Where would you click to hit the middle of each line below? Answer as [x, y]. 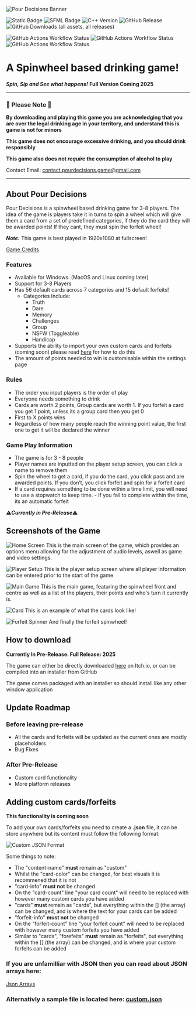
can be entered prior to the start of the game [60, 575]
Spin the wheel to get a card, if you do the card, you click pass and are [99, 476]
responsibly [21, 148]
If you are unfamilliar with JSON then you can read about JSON [97, 964]
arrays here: [24, 971]
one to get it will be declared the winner [62, 430]
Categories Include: [47, 296]
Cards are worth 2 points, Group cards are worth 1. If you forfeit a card [99, 405]
